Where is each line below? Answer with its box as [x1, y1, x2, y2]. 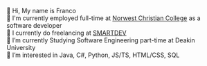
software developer [6, 22, 62, 29]
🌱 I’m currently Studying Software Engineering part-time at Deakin [6, 36, 195, 44]
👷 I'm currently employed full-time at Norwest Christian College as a [6, 14, 201, 22]
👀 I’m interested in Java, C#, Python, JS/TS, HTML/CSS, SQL [6, 51, 180, 59]
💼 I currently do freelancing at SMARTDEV [6, 28, 127, 37]
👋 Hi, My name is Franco [6, 7, 77, 15]
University [6, 44, 36, 51]
